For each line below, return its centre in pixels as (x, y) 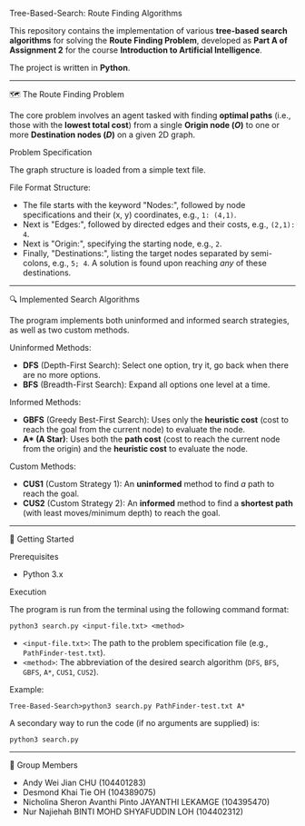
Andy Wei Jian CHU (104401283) (84, 782)
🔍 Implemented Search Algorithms (75, 299)
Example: (27, 689)
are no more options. (62, 375)
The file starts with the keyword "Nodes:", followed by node (134, 205)
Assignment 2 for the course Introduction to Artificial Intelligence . (136, 50)
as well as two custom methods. (69, 330)
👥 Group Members (44, 765)
